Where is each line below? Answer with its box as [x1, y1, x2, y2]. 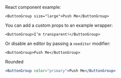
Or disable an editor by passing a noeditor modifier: [5, 40, 111, 46]
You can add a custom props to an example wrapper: [5, 22, 113, 28]
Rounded [5, 59, 24, 65]
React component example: [5, 4, 61, 10]
